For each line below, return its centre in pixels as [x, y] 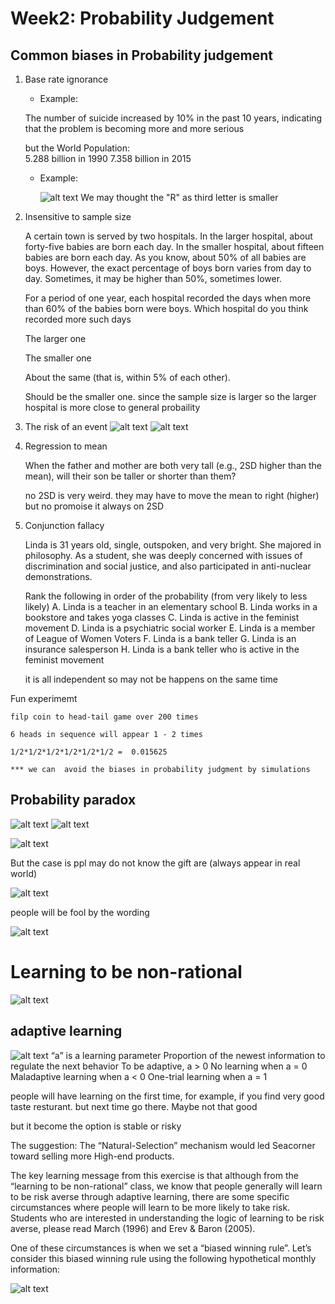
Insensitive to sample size [78, 216]
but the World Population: [77, 148]
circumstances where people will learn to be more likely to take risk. [150, 1207]
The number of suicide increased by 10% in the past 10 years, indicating [173, 118]
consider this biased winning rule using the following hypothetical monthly [163, 1258]
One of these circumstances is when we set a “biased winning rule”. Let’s [161, 1248]
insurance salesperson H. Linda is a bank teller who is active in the [162, 649]
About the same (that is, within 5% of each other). [127, 377]
